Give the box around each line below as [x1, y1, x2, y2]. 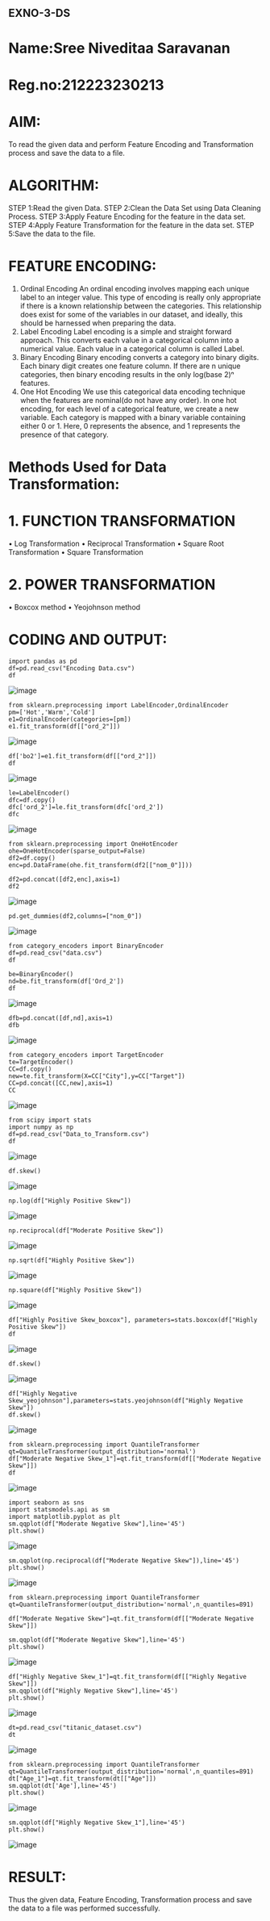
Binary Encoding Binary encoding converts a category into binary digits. [19, 352, 260, 362]
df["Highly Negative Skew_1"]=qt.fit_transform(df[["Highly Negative [8, 1672, 247, 1680]
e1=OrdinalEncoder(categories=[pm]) [8, 715, 131, 724]
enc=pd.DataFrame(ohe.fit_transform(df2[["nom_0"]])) [8, 861, 193, 869]
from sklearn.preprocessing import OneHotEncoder [8, 840, 179, 848]
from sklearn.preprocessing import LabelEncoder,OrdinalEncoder [8, 701, 229, 709]
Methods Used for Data [8, 458, 167, 476]
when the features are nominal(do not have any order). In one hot [19, 395, 237, 405]
